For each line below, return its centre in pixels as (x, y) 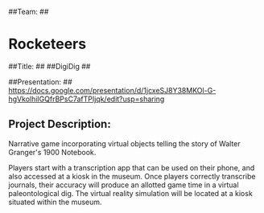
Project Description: (60, 124)
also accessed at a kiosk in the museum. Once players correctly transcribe (132, 176)
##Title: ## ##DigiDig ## (49, 66)
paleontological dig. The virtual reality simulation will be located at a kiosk (131, 193)
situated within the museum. (55, 202)
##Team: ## (29, 12)
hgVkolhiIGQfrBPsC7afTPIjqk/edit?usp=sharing (87, 99)
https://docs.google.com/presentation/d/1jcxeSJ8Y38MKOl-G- (112, 90)
